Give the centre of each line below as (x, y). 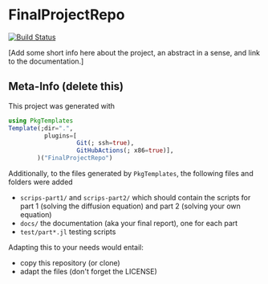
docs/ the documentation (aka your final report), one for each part (129, 223)
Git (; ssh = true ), (106, 143)
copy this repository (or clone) (70, 263)
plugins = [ (61, 136)
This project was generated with (61, 105)
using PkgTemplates (41, 121)
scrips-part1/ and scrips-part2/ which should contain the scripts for (135, 198)
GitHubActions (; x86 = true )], (125, 150)
